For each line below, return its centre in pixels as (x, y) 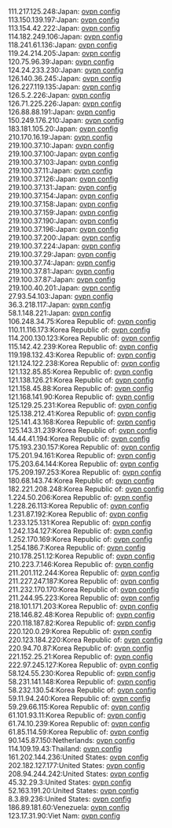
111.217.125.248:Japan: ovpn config (64, 11)
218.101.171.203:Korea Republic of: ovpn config (83, 606)
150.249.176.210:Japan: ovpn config (66, 120)
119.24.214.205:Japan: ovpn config (64, 53)
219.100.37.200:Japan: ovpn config (64, 237)
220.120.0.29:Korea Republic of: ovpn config (80, 631)
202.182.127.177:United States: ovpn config (77, 765)
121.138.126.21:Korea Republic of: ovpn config (81, 380)
